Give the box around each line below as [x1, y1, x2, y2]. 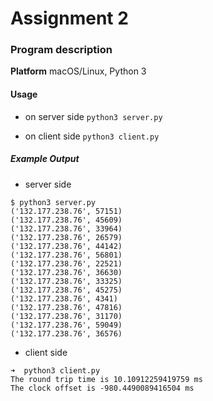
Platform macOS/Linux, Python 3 [10, 65, 147, 77]
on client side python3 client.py [24, 130, 160, 142]
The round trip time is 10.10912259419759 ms [10, 374, 203, 384]
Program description [10, 43, 113, 57]
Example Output [10, 153, 80, 165]
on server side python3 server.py [24, 110, 163, 122]
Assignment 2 [10, 7, 129, 30]
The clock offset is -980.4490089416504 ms [10, 383, 195, 393]
